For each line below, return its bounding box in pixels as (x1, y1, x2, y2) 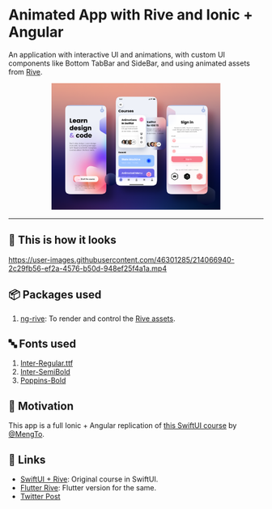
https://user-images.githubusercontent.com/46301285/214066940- (8, 254, 235, 264)
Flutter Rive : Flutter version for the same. (19, 483, 157, 492)
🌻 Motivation (8, 399, 74, 413)
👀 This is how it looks (8, 233, 117, 247)
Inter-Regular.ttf (19, 358, 74, 368)
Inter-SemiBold (19, 367, 70, 377)
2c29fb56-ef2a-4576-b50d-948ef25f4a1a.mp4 (8, 263, 168, 273)
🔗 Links (8, 452, 46, 467)
